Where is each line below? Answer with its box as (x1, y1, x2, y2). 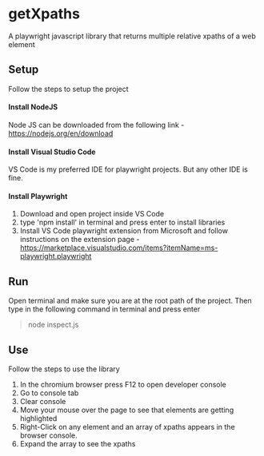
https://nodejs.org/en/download (8, 129, 114, 138)
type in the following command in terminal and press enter (8, 304, 201, 314)
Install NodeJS (8, 102, 58, 112)
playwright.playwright (19, 252, 92, 261)
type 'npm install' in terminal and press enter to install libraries (19, 217, 226, 228)
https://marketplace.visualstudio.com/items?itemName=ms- (19, 243, 218, 252)
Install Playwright (8, 191, 68, 200)
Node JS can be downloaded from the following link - (8, 120, 185, 129)
